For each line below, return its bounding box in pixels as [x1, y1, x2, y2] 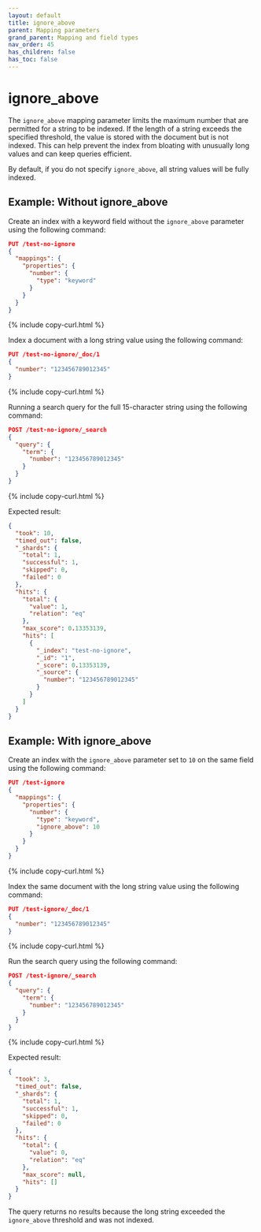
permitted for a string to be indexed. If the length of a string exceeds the [8, 124, 242, 133]
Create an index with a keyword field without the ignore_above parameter [8, 216, 244, 225]
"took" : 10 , [15, 529, 55, 537]
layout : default [8, 11, 61, 20]
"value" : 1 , [28, 602, 68, 611]
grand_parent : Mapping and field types [8, 33, 139, 42]
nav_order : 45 [8, 41, 55, 49]
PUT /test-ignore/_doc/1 [8, 905, 90, 913]
